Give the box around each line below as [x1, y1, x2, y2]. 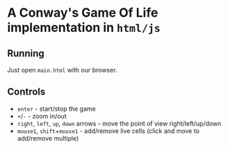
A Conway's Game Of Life [7, 5, 158, 21]
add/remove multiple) [17, 134, 79, 142]
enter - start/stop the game [17, 104, 96, 113]
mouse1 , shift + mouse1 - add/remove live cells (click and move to [17, 127, 200, 135]
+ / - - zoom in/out [17, 111, 67, 120]
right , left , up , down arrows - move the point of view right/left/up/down [17, 119, 222, 127]
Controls [7, 86, 46, 98]
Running [7, 47, 45, 59]
